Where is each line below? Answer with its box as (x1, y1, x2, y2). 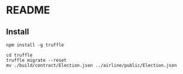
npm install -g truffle (6, 42, 65, 48)
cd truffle (6, 52, 33, 58)
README (6, 3, 50, 17)
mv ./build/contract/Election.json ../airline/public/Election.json (6, 62, 177, 68)
